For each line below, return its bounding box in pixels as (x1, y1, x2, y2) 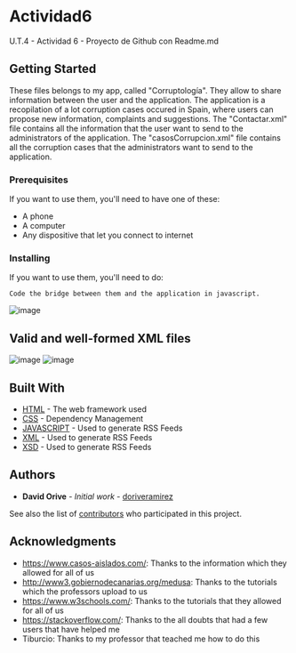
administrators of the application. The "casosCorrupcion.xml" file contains (9, 132, 282, 143)
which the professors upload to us (21, 585, 148, 597)
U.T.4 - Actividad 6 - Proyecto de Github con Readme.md (9, 36, 220, 46)
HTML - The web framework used (21, 403, 148, 415)
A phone (21, 211, 54, 222)
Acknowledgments (9, 534, 117, 549)
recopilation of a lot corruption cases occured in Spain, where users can (9, 104, 274, 115)
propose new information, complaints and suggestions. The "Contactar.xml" (9, 113, 288, 124)
